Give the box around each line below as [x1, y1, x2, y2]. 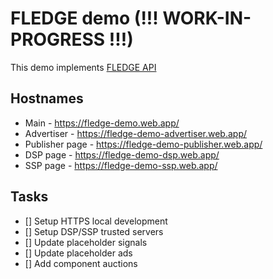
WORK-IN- [162, 7, 252, 30]
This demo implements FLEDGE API [10, 61, 157, 73]
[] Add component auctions [24, 257, 138, 269]
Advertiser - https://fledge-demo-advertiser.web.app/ [24, 127, 248, 139]
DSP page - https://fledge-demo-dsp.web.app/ [24, 148, 220, 161]
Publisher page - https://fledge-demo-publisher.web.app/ [24, 138, 263, 150]
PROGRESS [10, 28, 106, 51]
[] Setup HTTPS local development [24, 215, 168, 227]
